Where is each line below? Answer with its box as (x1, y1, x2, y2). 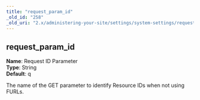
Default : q (6, 70, 32, 77)
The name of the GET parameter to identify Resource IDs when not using (6, 82, 185, 89)
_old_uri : (6, 20, 31, 26)
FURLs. (6, 88, 24, 95)
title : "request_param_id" (6, 8, 73, 15)
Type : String (6, 64, 37, 71)
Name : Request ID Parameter (6, 58, 78, 65)
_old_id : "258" (6, 14, 44, 20)
